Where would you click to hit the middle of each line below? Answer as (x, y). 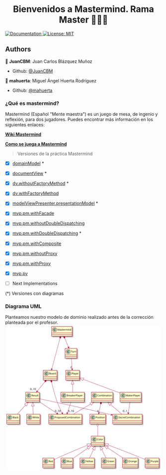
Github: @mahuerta (32, 90)
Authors (18, 49)
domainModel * (28, 164)
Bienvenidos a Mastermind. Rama (83, 9)
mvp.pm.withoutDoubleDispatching (48, 224)
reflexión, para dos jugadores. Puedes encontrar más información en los (79, 119)
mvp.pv (20, 273)
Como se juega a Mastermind (36, 144)
